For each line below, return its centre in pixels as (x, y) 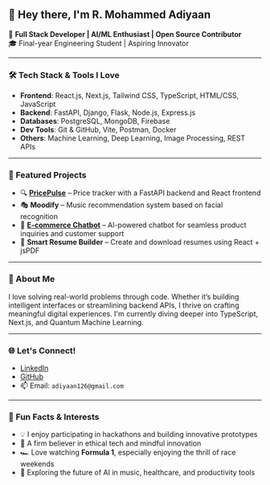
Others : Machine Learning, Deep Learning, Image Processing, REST (133, 138)
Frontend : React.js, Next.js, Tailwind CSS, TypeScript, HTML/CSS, (129, 96)
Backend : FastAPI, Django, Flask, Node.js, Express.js (108, 112)
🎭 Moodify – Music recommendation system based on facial (121, 205)
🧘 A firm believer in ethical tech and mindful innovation (110, 443)
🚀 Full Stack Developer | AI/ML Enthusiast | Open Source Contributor (125, 34)
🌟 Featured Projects (47, 175)
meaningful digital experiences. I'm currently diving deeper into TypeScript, (133, 313)
